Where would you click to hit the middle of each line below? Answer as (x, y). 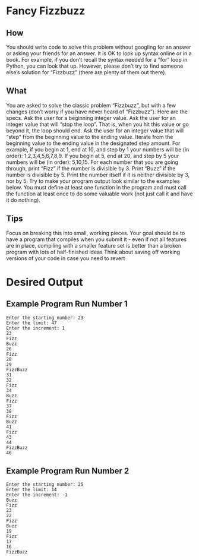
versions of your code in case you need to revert (66, 258)
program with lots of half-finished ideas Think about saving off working (93, 252)
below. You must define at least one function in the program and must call (97, 187)
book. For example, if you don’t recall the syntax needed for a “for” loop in (97, 60)
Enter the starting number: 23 (45, 318)
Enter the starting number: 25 (45, 485)
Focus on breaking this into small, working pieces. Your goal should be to (96, 233)
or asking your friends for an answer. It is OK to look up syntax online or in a (99, 53)
